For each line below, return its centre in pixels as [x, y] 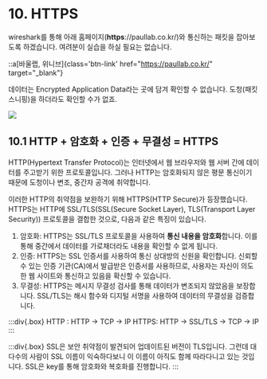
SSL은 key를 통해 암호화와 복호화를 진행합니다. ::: [102, 366]
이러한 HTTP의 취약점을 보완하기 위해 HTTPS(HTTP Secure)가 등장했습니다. [128, 199]
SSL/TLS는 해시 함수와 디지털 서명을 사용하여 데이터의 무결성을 [135, 295]
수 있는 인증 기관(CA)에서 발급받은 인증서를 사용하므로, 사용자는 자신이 [129, 266]
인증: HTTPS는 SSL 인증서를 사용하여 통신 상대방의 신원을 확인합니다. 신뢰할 [139, 256]
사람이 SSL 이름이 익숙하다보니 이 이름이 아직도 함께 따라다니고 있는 [135, 356]
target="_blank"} [36, 72]
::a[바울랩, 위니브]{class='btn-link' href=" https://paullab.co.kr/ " [110, 64]
